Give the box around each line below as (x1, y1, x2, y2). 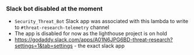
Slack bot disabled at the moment (6, 5, 103, 13)
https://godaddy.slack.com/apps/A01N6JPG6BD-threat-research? (14, 36, 173, 43)
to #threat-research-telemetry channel (14, 24, 110, 31)
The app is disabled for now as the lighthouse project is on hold (14, 30, 167, 37)
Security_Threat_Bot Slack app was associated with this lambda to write (14, 18, 188, 25)
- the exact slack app (73, 42, 125, 49)
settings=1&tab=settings (14, 42, 73, 49)
